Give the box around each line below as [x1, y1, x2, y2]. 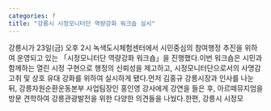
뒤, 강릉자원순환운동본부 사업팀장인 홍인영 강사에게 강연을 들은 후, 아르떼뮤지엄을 [8, 83, 264, 93]
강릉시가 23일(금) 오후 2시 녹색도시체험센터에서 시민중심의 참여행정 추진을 [8, 42, 243, 53]
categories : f [8, 11, 57, 20]
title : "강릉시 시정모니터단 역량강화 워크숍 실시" [8, 19, 156, 28]
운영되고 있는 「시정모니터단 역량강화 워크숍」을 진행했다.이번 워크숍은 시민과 [16, 53, 263, 62]
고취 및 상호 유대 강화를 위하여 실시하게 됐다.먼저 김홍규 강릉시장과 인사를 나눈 [8, 73, 255, 83]
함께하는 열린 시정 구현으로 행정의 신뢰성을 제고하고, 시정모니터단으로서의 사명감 [8, 62, 261, 73]
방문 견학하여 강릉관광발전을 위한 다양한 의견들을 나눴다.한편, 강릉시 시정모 [8, 93, 244, 103]
